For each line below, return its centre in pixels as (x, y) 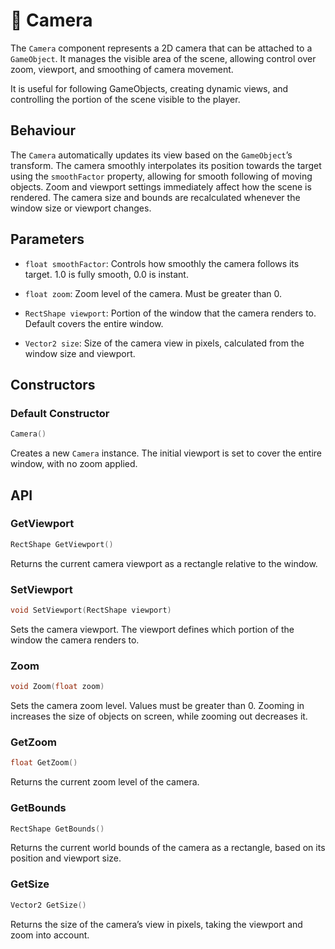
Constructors (53, 384)
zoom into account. (50, 935)
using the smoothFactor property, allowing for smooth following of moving (161, 176)
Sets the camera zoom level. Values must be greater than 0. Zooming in (157, 706)
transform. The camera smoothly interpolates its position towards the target (166, 165)
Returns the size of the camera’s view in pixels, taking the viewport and (156, 924)
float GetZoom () (44, 763)
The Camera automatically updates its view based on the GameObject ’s (151, 155)
